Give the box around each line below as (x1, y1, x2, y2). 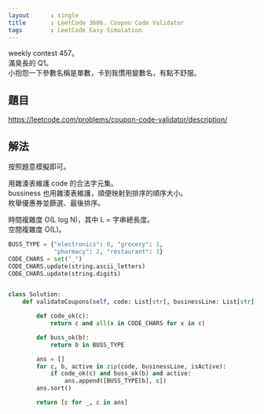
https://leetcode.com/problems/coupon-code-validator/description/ (8, 115, 228, 124)
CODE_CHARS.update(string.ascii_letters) (8, 262, 146, 270)
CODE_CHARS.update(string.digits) (8, 269, 122, 277)
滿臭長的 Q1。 (8, 58, 53, 68)
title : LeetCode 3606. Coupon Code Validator (8, 19, 185, 27)
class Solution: (8, 291, 61, 299)
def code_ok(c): (36, 312, 90, 321)
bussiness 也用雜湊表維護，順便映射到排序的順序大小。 (8, 189, 188, 197)
